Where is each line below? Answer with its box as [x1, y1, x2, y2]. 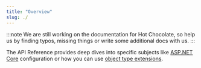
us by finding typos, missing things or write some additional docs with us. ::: [6, 37, 195, 44]
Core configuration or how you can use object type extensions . [6, 55, 164, 62]
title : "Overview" [6, 8, 53, 15]
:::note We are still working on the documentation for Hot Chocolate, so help [6, 30, 196, 38]
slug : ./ [6, 14, 28, 20]
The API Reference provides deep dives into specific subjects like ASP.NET [6, 48, 193, 55]
